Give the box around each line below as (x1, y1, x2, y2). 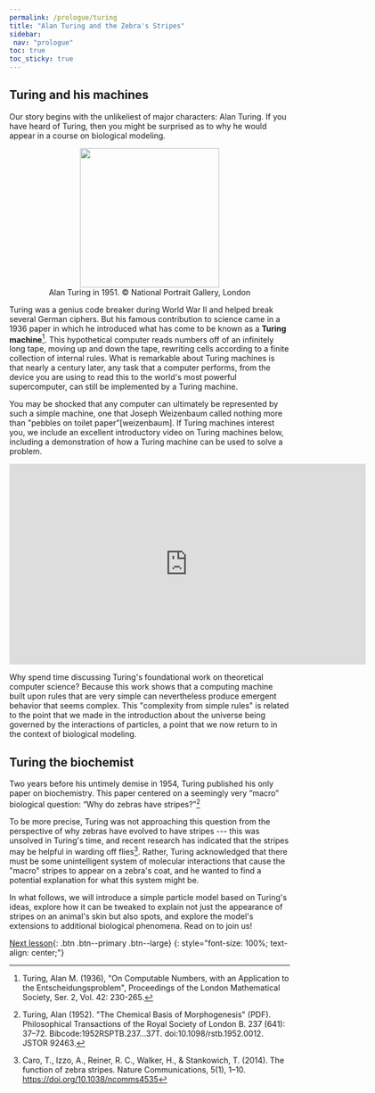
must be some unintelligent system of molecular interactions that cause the (9, 856, 286, 866)
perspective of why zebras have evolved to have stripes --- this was (9, 825, 260, 836)
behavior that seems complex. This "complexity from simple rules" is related (9, 700, 289, 711)
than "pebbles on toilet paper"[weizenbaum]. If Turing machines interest (9, 418, 274, 428)
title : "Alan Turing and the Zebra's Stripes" (9, 21, 185, 30)
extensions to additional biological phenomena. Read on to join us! (9, 920, 252, 931)
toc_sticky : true (9, 54, 74, 63)
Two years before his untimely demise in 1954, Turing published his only (9, 778, 274, 790)
